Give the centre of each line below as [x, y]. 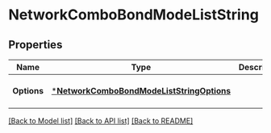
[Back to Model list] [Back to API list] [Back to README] [101, 121]
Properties [35, 45]
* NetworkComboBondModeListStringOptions [141, 91]
